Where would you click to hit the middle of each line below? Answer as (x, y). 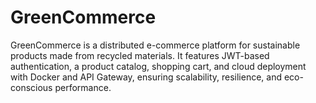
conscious (31, 87)
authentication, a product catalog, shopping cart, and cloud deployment (158, 66)
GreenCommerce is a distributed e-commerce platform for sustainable (155, 45)
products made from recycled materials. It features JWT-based (140, 55)
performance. (83, 87)
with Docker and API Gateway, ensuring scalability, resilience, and (146, 77)
